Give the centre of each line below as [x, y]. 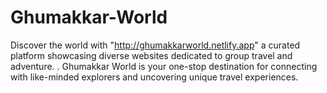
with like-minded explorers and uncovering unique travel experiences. [154, 77]
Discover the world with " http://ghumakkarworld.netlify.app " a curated [155, 45]
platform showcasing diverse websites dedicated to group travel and [151, 55]
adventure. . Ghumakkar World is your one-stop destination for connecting [164, 66]
